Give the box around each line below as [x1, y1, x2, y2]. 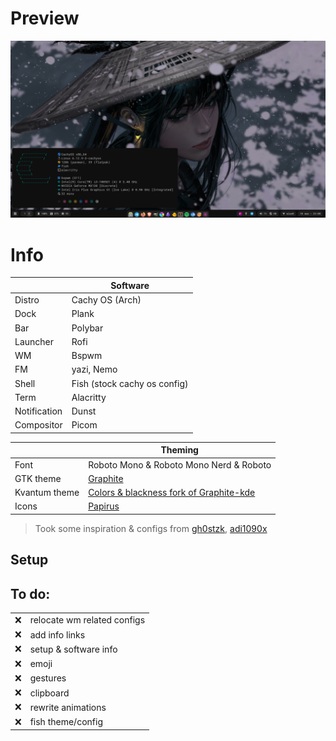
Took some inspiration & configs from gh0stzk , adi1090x [34, 522, 268, 534]
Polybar [71, 322, 104, 334]
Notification [14, 405, 63, 417]
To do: [10, 585, 51, 602]
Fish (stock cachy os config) [71, 377, 189, 389]
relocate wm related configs [29, 614, 146, 626]
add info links [29, 628, 86, 641]
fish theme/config [29, 716, 103, 728]
